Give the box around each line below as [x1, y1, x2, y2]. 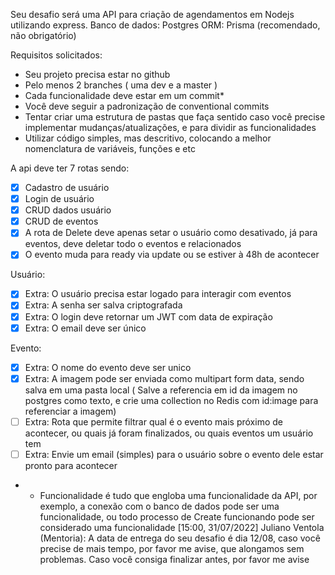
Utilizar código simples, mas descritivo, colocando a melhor [24, 132, 272, 144]
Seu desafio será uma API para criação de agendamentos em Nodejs [10, 9, 295, 20]
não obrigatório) [10, 30, 77, 41]
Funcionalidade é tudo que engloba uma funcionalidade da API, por [39, 489, 318, 501]
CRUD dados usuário [24, 204, 112, 216]
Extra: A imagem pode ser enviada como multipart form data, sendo [24, 372, 305, 384]
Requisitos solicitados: [10, 49, 103, 61]
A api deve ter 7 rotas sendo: [10, 162, 130, 174]
